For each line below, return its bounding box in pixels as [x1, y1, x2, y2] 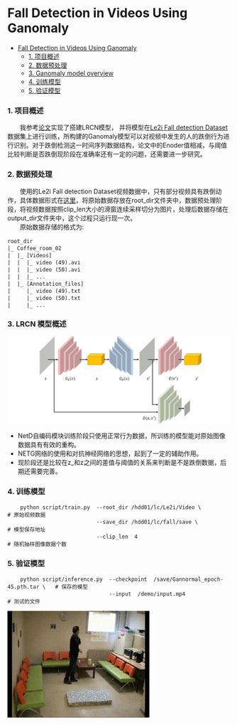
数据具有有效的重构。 [17, 440, 80, 449]
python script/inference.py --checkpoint [20, 576, 148, 584]
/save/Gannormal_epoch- [153, 576, 224, 584]
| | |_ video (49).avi [7, 259, 81, 266]
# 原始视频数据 [7, 512, 46, 519]
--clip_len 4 [96, 533, 138, 541]
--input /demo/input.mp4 [109, 591, 186, 598]
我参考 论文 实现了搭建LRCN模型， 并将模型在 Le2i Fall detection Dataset [20, 123, 228, 132]
